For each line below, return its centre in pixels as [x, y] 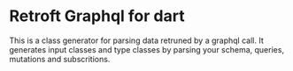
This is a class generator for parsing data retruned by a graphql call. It [136, 40]
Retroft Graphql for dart [97, 16]
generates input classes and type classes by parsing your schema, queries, [147, 49]
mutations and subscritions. [60, 59]
